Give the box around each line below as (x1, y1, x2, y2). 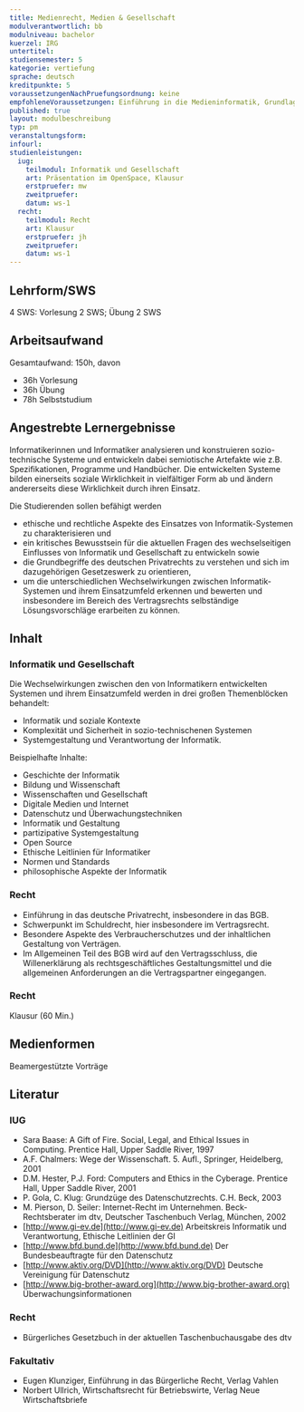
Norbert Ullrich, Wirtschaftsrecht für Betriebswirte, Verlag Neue (22, 1384, 261, 1396)
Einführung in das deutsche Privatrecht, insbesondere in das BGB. (22, 909, 270, 920)
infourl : (9, 140, 43, 149)
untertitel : (9, 47, 54, 56)
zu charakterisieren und (22, 527, 111, 538)
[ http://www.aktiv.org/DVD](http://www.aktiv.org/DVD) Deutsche (22, 1260, 264, 1271)
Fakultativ (9, 1354, 54, 1367)
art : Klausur (25, 224, 75, 233)
